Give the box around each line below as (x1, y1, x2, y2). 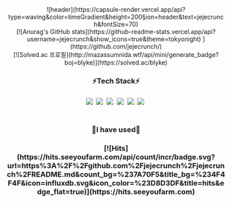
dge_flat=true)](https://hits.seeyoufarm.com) (37, 186, 195, 196)
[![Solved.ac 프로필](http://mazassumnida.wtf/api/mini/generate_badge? (13, 51, 219, 58)
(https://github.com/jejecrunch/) (69, 42, 163, 50)
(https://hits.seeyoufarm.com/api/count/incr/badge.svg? (16, 152, 216, 161)
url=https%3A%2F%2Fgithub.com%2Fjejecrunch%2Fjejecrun (7, 161, 225, 170)
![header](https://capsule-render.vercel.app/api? (47, 6, 185, 13)
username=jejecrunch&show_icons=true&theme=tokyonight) (26, 35, 201, 43)
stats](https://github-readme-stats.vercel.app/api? (71, 28, 216, 35)
